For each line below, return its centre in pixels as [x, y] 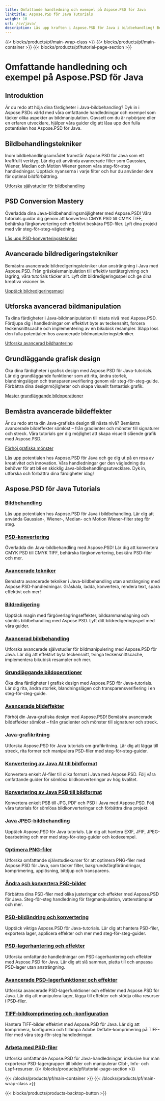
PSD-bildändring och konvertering [47, 917]
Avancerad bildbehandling [37, 638]
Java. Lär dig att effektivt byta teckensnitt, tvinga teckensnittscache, [74, 654]
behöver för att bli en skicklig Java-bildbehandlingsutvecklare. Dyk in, [76, 468]
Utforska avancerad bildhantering [39, 343]
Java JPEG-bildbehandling [38, 821]
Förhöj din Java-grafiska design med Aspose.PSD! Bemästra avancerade [79, 717]
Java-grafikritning [27, 735]
